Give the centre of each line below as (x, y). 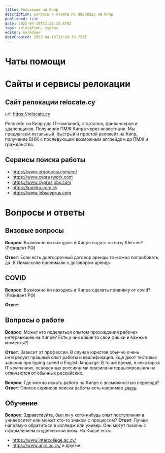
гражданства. (20, 145)
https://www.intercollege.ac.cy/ (44, 440)
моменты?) (17, 342)
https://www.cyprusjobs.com (42, 182)
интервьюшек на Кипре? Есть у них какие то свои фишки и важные (76, 337)
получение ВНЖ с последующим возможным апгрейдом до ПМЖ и (77, 139)
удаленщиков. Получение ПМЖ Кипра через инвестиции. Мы (70, 129)
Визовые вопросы (34, 231)
